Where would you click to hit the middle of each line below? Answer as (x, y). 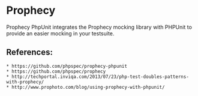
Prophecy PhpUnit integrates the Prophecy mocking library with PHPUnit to (99, 27)
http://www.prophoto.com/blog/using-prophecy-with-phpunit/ (88, 87)
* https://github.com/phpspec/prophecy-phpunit (67, 66)
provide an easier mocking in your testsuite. (60, 33)
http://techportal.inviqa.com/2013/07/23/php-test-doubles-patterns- (100, 76)
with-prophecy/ (25, 82)
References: (29, 52)
